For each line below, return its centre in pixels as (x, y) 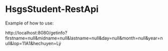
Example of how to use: (30, 23)
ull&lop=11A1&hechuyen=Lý (33, 43)
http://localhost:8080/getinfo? (36, 32)
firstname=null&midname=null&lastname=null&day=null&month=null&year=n (84, 38)
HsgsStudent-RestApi (52, 9)
